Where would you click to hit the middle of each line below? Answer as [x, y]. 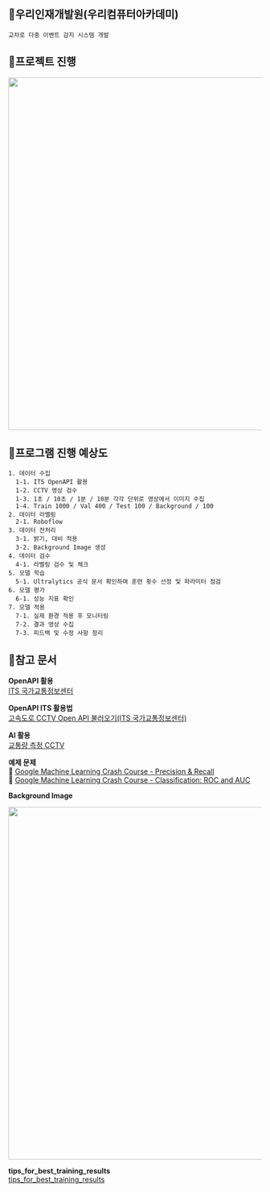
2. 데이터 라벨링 [32, 515]
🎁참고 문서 [33, 660]
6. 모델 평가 [27, 591]
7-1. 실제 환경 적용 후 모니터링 [62, 616]
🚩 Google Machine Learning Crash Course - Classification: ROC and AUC [129, 780]
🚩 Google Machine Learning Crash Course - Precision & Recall [111, 771]
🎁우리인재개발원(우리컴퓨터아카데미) [94, 15]
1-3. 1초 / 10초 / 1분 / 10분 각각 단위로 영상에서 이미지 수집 [110, 499]
